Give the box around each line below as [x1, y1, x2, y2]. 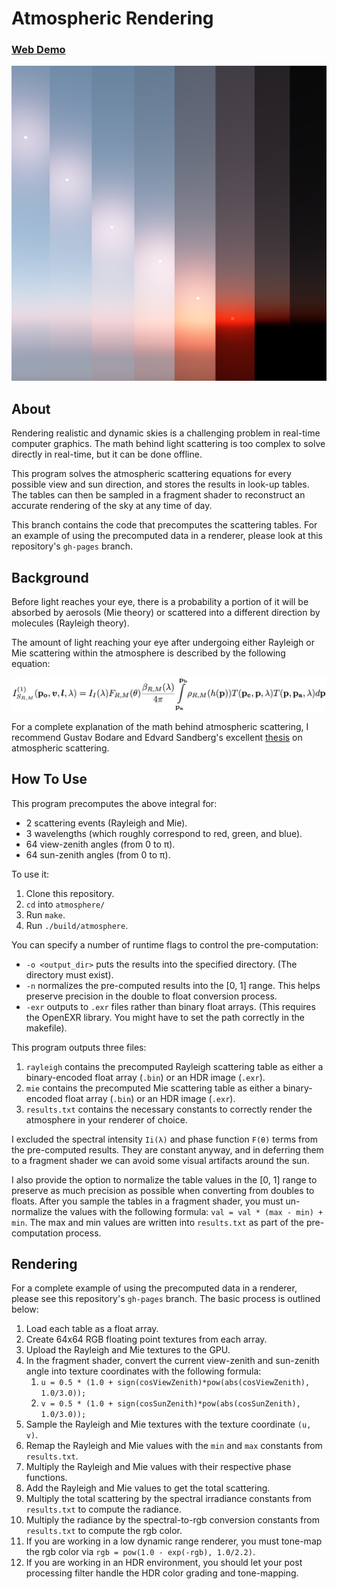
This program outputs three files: [11, 1041, 147, 1053]
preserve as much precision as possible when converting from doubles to [11, 1184, 315, 1196]
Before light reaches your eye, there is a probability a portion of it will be [11, 596, 309, 608]
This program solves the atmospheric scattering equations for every [11, 468, 292, 480]
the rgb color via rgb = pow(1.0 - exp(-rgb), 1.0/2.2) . [25, 1546, 256, 1558]
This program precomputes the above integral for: [11, 797, 218, 809]
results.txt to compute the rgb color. [25, 1525, 183, 1537]
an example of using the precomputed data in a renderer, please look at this [11, 530, 323, 542]
